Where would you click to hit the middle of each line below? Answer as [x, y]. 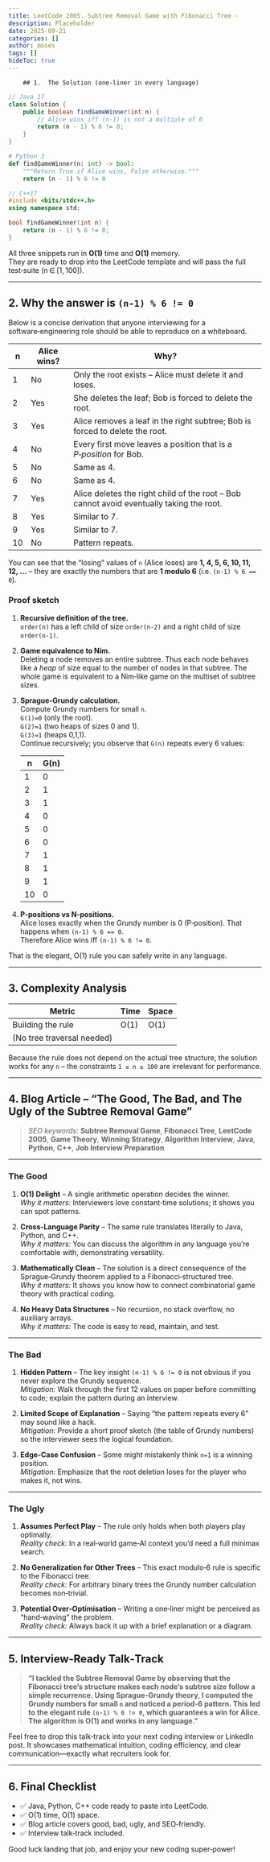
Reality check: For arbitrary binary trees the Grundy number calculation [138, 1585]
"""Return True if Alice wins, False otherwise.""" [111, 171]
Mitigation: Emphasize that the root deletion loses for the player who [133, 1472]
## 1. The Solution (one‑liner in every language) [111, 83]
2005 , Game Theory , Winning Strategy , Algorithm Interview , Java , [141, 1139]
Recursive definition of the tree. [74, 617]
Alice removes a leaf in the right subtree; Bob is [162, 421]
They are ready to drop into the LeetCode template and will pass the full [127, 262]
